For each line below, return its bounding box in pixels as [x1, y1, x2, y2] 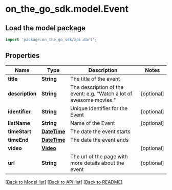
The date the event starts [70, 128, 131, 135]
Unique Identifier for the [70, 105, 128, 112]
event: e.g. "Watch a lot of [70, 90, 133, 97]
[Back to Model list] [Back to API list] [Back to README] [5, 179, 123, 185]
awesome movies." [70, 96, 116, 103]
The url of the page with [70, 153, 128, 160]
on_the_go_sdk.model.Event [5, 3, 129, 15]
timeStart [8, 128, 32, 135]
